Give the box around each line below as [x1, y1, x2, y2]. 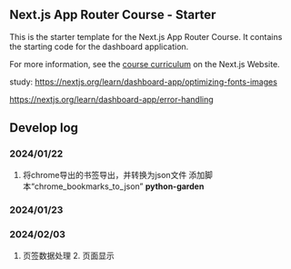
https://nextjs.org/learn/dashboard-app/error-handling [9, 94, 214, 105]
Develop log [9, 120, 79, 135]
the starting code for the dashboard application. [9, 41, 189, 52]
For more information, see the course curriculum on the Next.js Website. [9, 58, 280, 69]
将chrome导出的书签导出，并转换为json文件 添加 [22, 169, 206, 180]
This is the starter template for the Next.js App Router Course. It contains [9, 31, 283, 42]
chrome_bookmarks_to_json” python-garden [34, 181, 205, 192]
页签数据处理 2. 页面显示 [22, 250, 115, 261]
